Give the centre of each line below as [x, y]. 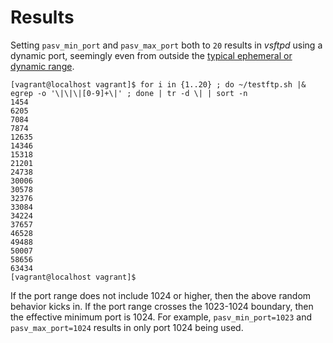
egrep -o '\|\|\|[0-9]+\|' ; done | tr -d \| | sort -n [129, 93]
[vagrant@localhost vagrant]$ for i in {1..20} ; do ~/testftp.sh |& [158, 84]
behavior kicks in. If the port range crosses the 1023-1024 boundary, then [162, 306]
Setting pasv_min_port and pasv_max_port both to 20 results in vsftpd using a [166, 45]
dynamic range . [42, 66]
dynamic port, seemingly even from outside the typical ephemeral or [151, 55]
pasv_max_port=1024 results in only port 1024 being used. [127, 327]
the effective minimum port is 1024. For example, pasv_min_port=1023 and [161, 317]
